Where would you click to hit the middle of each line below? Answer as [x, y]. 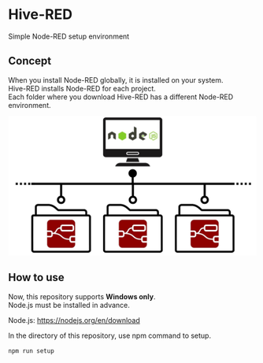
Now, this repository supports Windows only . [82, 296]
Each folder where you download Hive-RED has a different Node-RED [121, 97]
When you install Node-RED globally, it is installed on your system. [116, 80]
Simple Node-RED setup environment [69, 36]
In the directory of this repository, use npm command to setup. [109, 335]
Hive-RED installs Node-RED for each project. [82, 88]
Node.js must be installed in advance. [69, 305]
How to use [36, 278]
